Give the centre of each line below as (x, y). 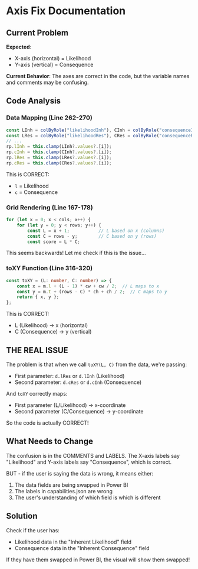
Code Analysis (33, 101)
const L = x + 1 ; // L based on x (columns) (96, 231)
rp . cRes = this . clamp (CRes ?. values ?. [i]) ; (59, 163)
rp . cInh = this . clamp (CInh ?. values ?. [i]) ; (59, 152)
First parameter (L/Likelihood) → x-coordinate (70, 405)
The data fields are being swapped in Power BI (71, 485)
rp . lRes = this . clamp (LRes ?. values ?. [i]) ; (59, 158)
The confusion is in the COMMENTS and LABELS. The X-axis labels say (93, 455)
